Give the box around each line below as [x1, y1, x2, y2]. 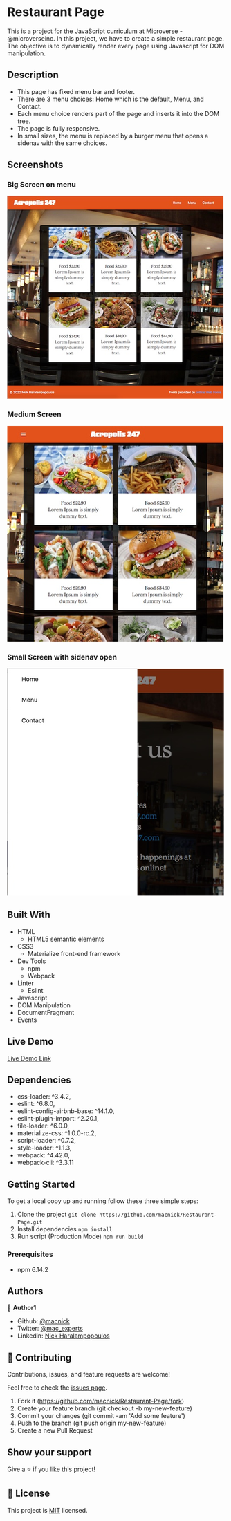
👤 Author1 [7, 1304, 37, 1312]
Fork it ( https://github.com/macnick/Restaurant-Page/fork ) [17, 1397, 185, 1406]
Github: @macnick [17, 1317, 71, 1325]
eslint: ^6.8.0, [17, 1100, 55, 1108]
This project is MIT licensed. [7, 1506, 88, 1514]
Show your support [7, 1446, 92, 1458]
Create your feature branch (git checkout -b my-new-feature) [17, 1404, 192, 1412]
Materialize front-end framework [27, 949, 121, 958]
